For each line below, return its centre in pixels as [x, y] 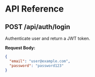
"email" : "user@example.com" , [40, 61]
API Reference [34, 9]
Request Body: [20, 48]
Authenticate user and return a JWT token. [48, 38]
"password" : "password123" [37, 66]
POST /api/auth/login [38, 27]
